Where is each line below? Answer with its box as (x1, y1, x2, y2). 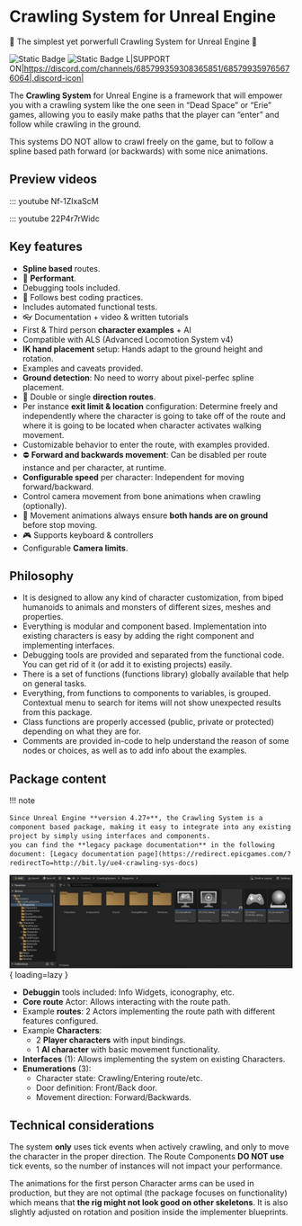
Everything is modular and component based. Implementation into (22, 621, 267, 631)
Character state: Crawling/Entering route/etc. (35, 1072, 203, 1083)
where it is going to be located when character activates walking (22, 420, 262, 431)
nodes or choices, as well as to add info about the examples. (22, 745, 247, 756)
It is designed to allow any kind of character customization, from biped (22, 592, 284, 604)
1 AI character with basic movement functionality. (35, 1043, 220, 1054)
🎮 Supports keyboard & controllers (22, 529, 155, 541)
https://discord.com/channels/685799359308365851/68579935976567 (23, 63, 290, 74)
